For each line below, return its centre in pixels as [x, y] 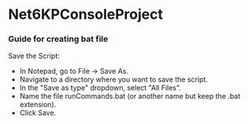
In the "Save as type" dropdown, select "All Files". [100, 88]
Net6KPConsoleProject [86, 15]
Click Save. [38, 113]
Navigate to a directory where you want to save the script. [114, 79]
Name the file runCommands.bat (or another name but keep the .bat [130, 97]
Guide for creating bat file [58, 39]
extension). [38, 104]
